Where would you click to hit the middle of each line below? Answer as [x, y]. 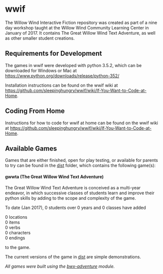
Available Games [31, 148]
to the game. [18, 247]
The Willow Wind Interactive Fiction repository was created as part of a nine [81, 23]
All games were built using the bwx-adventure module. [60, 266]
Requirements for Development [54, 54]
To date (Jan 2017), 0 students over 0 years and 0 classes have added [75, 207]
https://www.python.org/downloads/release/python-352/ [62, 76]
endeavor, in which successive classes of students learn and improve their [80, 193]
